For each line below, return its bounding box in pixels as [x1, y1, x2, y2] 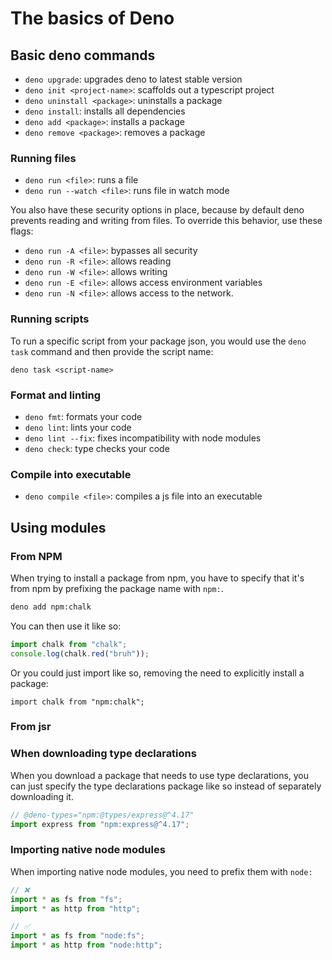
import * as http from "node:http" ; [10, 940, 163, 951]
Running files [10, 151, 77, 165]
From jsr [10, 720, 52, 734]
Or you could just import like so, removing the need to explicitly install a [10, 667, 305, 679]
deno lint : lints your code [24, 421, 132, 433]
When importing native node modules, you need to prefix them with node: [10, 865, 313, 877]
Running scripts [10, 312, 90, 326]
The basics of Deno [10, 7, 175, 30]
